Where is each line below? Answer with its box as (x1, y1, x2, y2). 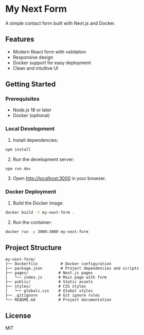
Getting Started (5, 80, 56, 89)
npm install (5, 147, 31, 152)
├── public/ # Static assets (5, 280, 94, 285)
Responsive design (12, 54, 53, 60)
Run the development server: (12, 156, 75, 162)
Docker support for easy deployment (12, 60, 91, 66)
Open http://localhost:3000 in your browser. (12, 175, 106, 181)
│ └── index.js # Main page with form (5, 275, 107, 280)
